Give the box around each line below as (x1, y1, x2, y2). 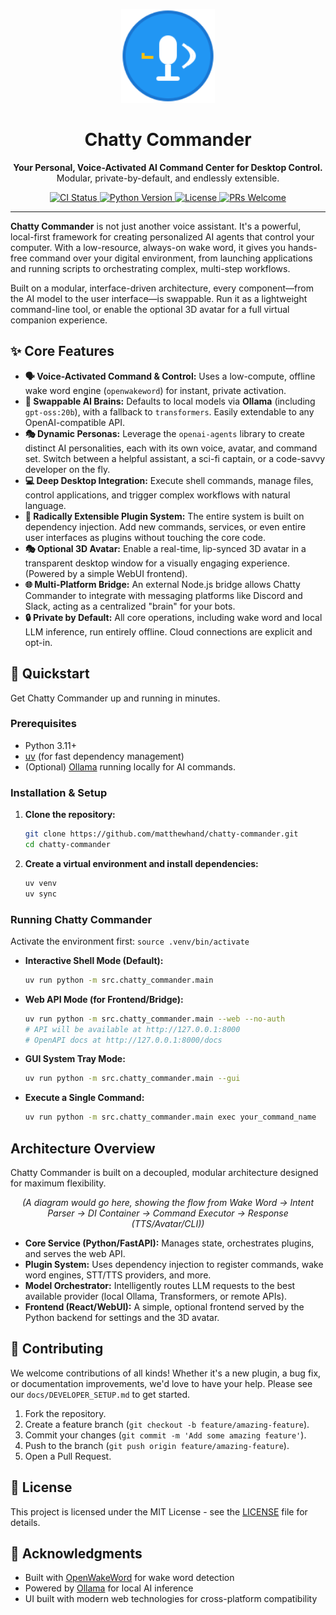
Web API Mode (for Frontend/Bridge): (24, 993, 184, 1005)
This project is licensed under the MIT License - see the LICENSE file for (10, 1505, 308, 1518)
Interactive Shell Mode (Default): (24, 954, 164, 966)
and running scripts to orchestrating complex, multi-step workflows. (10, 262, 291, 274)
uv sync (24, 889, 57, 899)
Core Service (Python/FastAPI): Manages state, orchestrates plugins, (24, 1237, 315, 1249)
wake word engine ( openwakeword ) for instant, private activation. (24, 384, 287, 396)
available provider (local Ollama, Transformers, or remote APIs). (24, 1290, 288, 1303)
